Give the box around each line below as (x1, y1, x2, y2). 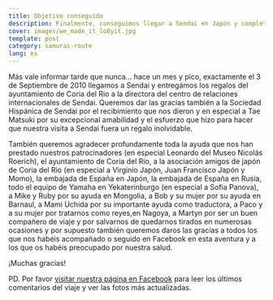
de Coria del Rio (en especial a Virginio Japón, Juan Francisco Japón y (8, 165, 245, 174)
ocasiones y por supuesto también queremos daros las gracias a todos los (8, 225, 258, 235)
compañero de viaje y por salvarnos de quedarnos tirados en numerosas (8, 216, 252, 226)
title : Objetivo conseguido (8, 11, 104, 20)
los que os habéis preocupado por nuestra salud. (8, 242, 173, 252)
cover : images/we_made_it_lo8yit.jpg (8, 27, 136, 35)
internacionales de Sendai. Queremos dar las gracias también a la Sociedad (8, 98, 262, 107)
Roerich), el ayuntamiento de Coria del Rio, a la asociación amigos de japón (8, 156, 262, 166)
